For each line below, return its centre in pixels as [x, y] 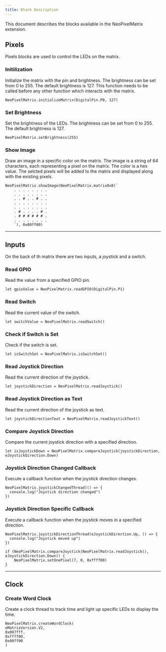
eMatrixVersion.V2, [25, 628]
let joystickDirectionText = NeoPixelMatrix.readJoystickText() [73, 419]
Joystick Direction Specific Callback [50, 509]
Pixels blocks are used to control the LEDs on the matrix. [62, 57]
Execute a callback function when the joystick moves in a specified [73, 520]
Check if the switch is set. [31, 345]
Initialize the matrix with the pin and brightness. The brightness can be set [81, 80]
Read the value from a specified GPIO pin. [48, 280]
